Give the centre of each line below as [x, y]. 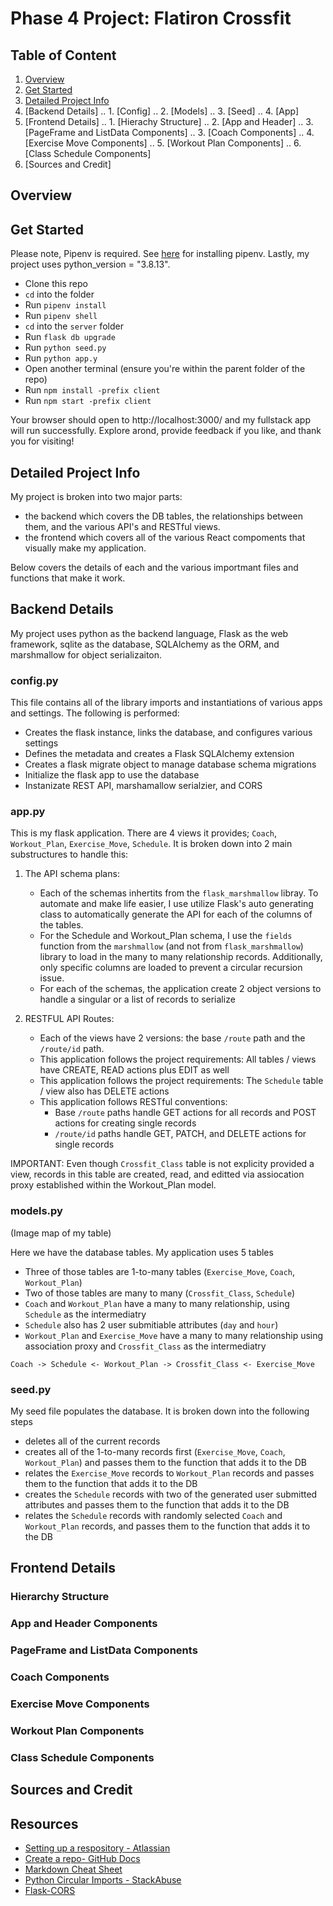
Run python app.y [61, 358]
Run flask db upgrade [70, 337]
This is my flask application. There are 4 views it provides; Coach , [144, 833]
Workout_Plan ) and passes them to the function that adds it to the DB [165, 1463]
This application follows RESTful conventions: [133, 1102]
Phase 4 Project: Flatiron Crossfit [151, 18]
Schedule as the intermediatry [85, 1314]
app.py [28, 812]
